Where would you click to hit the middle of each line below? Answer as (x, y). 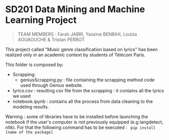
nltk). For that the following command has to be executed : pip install (80, 127)
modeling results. (31, 107)
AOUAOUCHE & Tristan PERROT (51, 40)
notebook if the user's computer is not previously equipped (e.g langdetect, (84, 122)
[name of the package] (29, 132)
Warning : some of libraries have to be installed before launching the (77, 116)
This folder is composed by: (35, 64)
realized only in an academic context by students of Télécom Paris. (75, 55)
